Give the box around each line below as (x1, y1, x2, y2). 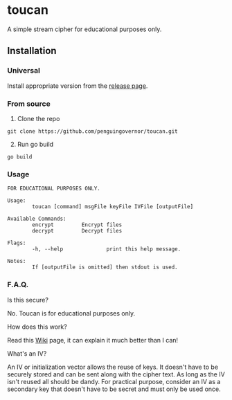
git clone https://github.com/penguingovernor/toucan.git (7, 127, 178, 135)
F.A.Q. (7, 280, 29, 289)
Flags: (7, 239, 26, 247)
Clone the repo (17, 114, 60, 122)
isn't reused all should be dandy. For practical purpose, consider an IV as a (7, 377, 221, 385)
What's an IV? (7, 349, 47, 358)
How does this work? (7, 322, 67, 331)
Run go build (17, 140, 54, 148)
